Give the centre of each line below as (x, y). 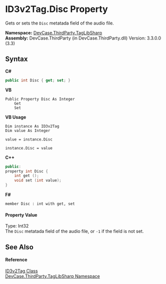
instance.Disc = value (29, 148)
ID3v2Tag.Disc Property (57, 9)
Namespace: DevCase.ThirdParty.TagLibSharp (54, 32)
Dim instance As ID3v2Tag (32, 126)
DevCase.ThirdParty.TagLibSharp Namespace (53, 276)
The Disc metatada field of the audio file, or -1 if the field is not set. (74, 231)
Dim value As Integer (28, 130)
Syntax (17, 59)
